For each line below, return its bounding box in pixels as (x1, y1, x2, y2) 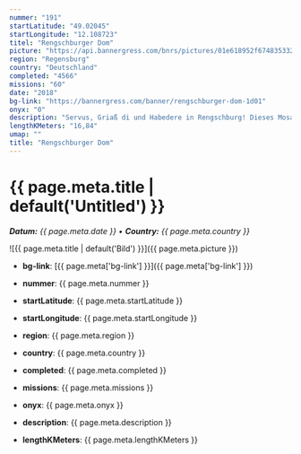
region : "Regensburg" (9, 55, 90, 64)
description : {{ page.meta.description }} (21, 416, 172, 427)
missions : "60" (9, 80, 66, 89)
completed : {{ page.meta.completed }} (21, 364, 168, 375)
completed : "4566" (9, 72, 78, 81)
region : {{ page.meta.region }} (21, 329, 135, 341)
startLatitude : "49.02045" (9, 22, 110, 31)
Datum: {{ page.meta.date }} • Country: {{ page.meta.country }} (9, 225, 251, 236)
